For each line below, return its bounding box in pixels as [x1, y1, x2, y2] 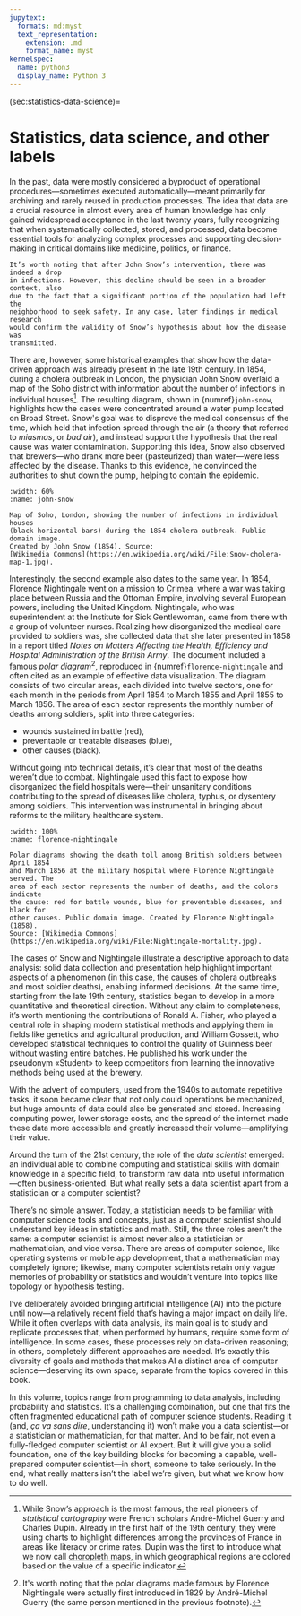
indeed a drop [9, 268, 63, 277]
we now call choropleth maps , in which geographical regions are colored [21, 1551, 291, 1561]
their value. [9, 1132, 51, 1143]
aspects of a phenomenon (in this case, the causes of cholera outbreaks [9, 972, 277, 982]
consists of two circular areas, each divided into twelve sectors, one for [9, 680, 273, 690]
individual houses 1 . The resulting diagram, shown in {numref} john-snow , [9, 392, 273, 404]
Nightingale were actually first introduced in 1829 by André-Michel [21, 1587, 268, 1598]
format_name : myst [25, 47, 94, 56]
